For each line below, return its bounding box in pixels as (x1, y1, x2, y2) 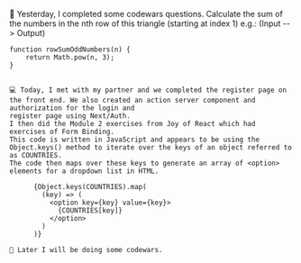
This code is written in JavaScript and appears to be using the (9, 135, 260, 144)
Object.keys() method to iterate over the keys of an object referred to (9, 143, 293, 152)
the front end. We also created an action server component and (9, 95, 256, 104)
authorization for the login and (9, 104, 135, 113)
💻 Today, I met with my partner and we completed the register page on (9, 86, 287, 95)
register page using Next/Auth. (9, 112, 131, 121)
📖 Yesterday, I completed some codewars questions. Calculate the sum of (9, 9, 284, 19)
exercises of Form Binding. (9, 127, 115, 136)
